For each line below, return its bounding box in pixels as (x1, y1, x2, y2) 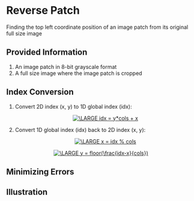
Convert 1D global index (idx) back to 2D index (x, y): (14, 126, 146, 133)
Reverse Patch (6, 4, 80, 17)
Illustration (6, 187, 48, 197)
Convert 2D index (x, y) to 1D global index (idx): (14, 103, 132, 110)
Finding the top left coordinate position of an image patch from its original (6, 23, 189, 31)
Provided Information (6, 47, 88, 58)
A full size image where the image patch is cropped (14, 70, 142, 77)
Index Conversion (6, 87, 74, 97)
